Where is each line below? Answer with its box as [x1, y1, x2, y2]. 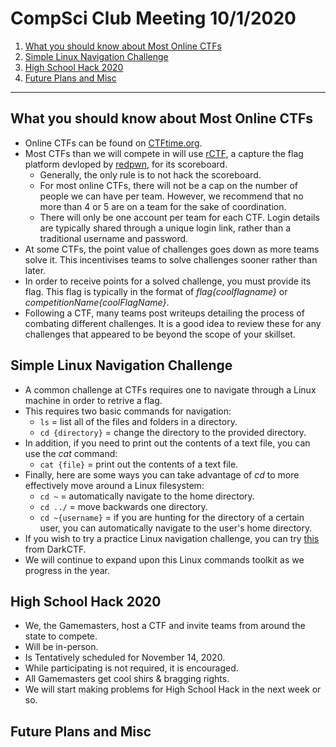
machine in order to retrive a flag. [24, 394, 163, 406]
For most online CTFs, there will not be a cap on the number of [39, 179, 298, 191]
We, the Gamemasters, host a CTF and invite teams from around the [24, 620, 306, 632]
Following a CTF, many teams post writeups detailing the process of [24, 307, 305, 319]
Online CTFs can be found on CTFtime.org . [24, 137, 203, 149]
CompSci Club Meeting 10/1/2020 [10, 7, 297, 30]
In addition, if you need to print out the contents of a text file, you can [24, 437, 311, 449]
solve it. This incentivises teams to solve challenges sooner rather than [24, 253, 318, 266]
